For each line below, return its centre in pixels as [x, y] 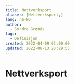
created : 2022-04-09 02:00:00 [38, 44]
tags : [11, 34]
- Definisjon [24, 39]
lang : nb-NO [18, 19]
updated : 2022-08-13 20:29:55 [38, 48]
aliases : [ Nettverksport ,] [34, 15]
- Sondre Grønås [27, 29]
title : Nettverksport [29, 10]
